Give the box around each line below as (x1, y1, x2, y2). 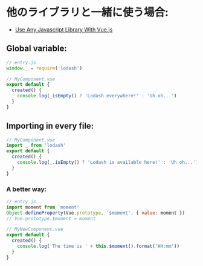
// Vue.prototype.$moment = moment (6, 215, 96, 221)
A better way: (6, 185, 47, 193)
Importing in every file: (6, 121, 94, 131)
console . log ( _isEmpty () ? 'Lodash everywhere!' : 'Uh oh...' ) (17, 93, 177, 99)
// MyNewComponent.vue (6, 226, 63, 233)
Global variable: (6, 44, 68, 54)
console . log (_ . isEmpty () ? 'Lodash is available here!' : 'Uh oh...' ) (17, 160, 199, 166)
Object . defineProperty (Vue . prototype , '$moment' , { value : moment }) (6, 210, 185, 216)
